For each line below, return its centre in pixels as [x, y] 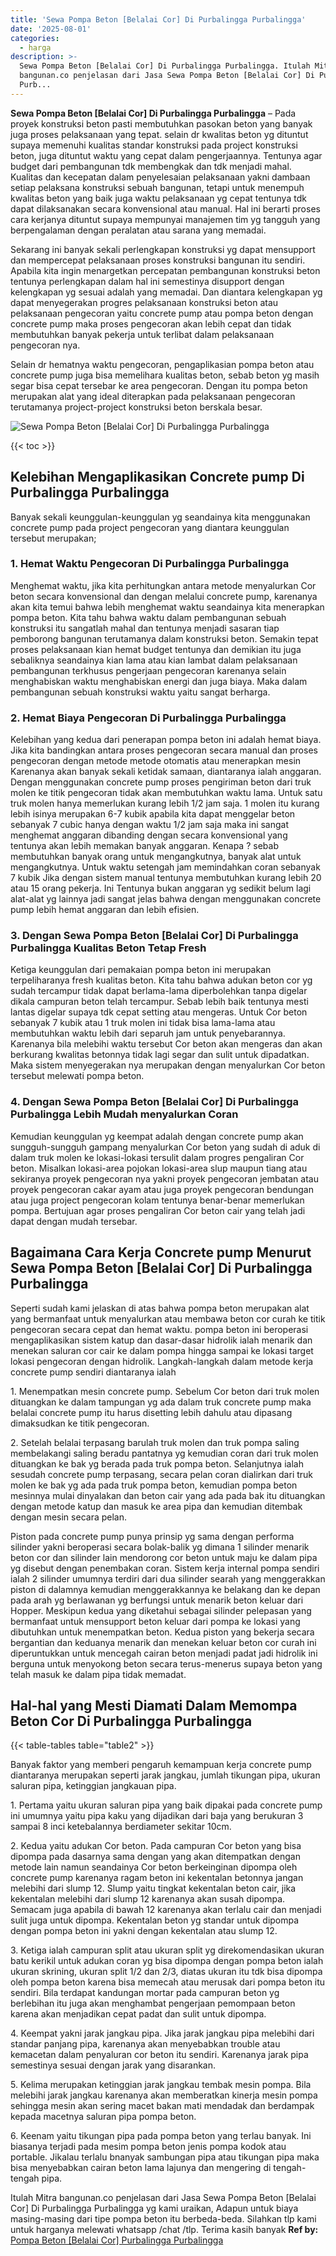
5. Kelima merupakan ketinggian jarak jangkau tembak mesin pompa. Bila [161, 2085]
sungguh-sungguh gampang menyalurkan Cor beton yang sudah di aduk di [165, 1147]
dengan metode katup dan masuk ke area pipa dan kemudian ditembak [156, 1506]
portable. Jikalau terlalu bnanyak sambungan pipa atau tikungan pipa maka [165, 2157]
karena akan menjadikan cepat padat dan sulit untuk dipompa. [138, 2014]
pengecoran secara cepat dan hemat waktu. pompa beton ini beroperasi [159, 1329]
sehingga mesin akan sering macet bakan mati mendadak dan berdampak [162, 2106]
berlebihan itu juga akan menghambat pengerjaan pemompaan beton [153, 2003]
